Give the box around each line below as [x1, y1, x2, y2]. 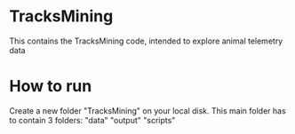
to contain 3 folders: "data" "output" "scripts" [9, 114, 176, 125]
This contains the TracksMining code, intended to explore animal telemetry [9, 35, 283, 46]
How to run [9, 76, 92, 97]
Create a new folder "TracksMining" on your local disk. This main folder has [9, 105, 286, 116]
